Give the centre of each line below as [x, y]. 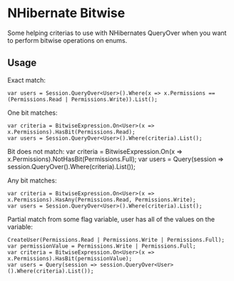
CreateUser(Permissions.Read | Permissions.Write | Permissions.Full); [116, 240]
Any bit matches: [32, 180]
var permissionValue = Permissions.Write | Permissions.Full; [102, 246]
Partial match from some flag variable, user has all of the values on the [111, 219]
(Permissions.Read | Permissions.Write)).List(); [83, 99]
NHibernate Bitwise [66, 13]
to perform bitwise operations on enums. [67, 40]
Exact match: [27, 80]
